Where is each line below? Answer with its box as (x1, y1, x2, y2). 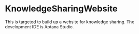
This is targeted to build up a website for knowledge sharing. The (5, 19, 135, 25)
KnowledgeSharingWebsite (5, 3, 118, 14)
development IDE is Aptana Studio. (5, 24, 74, 29)
